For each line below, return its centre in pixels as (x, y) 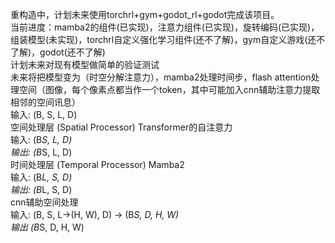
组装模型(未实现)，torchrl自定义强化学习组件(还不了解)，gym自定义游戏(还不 (168, 39)
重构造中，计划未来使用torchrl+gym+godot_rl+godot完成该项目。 (145, 14)
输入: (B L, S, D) (41, 177)
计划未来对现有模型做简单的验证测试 (85, 64)
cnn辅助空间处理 (44, 202)
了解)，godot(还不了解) (58, 52)
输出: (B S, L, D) (41, 152)
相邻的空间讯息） (45, 102)
